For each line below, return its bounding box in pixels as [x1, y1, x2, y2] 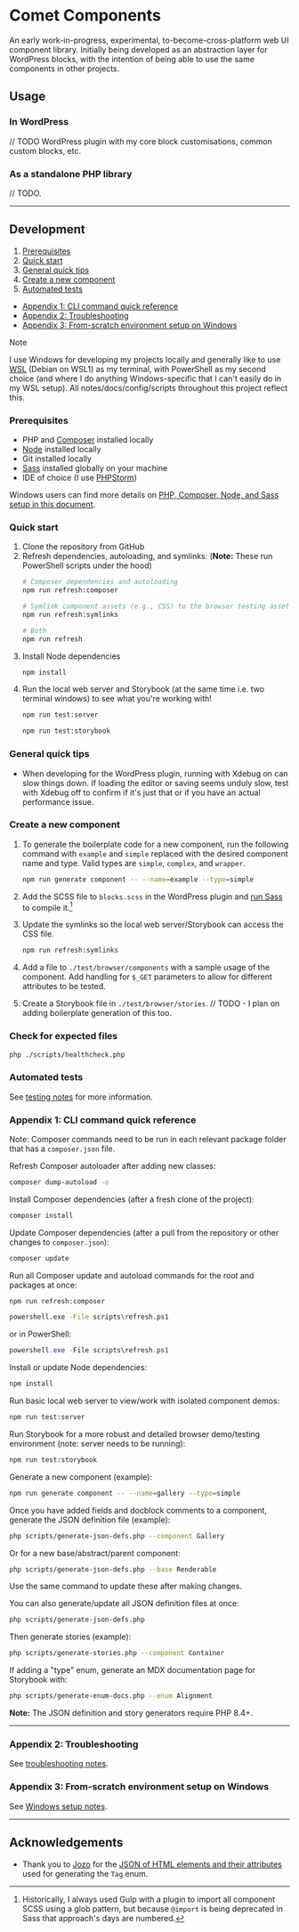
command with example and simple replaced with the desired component [21, 848, 289, 859]
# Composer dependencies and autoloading [21, 578, 178, 587]
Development [9, 222, 86, 237]
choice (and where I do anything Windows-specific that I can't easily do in [9, 373, 282, 384]
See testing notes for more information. [9, 1092, 153, 1102]
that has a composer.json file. [9, 1143, 116, 1154]
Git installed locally [21, 453, 92, 464]
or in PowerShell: [9, 1328, 72, 1340]
